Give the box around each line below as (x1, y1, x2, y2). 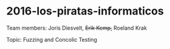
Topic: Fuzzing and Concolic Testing (6, 36, 97, 43)
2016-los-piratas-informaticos (6, 4, 164, 18)
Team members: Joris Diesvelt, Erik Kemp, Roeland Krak (6, 24, 148, 31)
